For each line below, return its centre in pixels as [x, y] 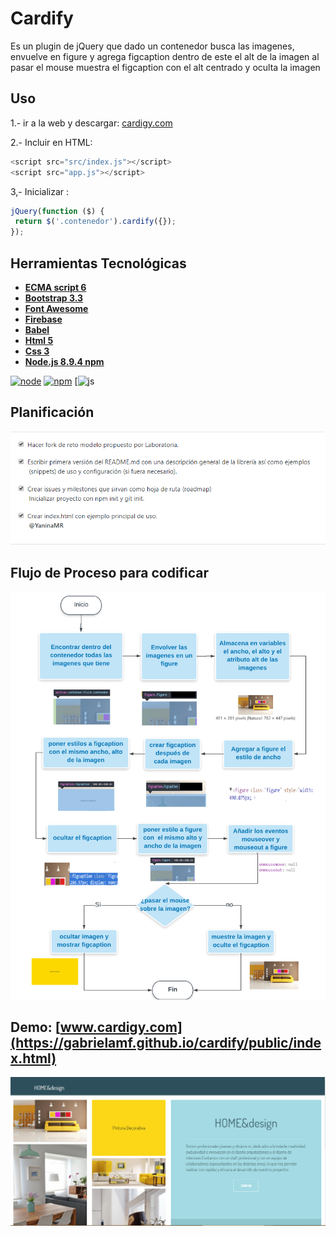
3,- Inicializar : [40, 191]
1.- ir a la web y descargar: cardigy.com [91, 123]
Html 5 [39, 340]
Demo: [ [35, 1027]
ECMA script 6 [55, 287]
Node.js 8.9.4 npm [64, 361]
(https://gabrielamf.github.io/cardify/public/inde [166, 1043]
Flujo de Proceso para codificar [110, 572]
